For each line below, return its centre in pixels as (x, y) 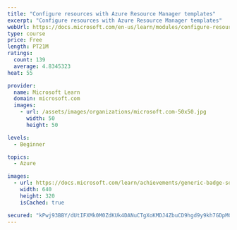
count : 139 (30, 60)
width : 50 (40, 119)
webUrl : (19, 27)
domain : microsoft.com (47, 99)
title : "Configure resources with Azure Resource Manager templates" (112, 14)
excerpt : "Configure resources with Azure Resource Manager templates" (115, 20)
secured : (20, 215)
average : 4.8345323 (42, 66)
